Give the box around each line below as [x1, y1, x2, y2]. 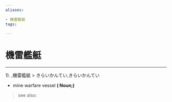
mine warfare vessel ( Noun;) [12, 82, 75, 89]
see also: [17, 92, 37, 98]
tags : [5, 21, 17, 27]
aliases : [5, 7, 24, 13]
